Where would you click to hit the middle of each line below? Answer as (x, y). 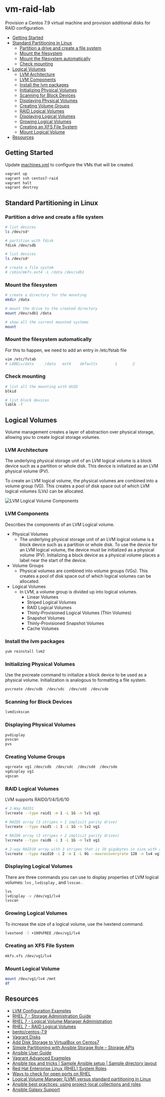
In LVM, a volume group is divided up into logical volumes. (78, 591)
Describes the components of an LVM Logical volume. (60, 524)
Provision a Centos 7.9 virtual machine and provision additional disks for (78, 23)
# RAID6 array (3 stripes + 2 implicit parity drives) (62, 835)
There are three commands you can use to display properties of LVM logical (82, 877)
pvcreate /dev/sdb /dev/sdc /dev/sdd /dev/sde (57, 689)
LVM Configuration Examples (41, 1011)
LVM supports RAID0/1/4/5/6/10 (37, 800)
